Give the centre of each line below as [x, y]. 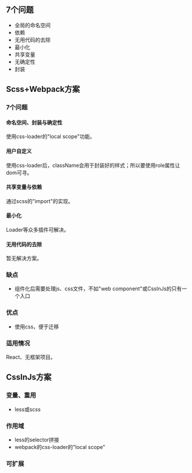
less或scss [27, 409]
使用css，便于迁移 [37, 327]
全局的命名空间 [32, 25]
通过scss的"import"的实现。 [40, 201]
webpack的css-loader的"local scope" [60, 447]
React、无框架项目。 [31, 357]
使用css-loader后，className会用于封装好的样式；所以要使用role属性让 [93, 165]
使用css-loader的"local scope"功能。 [50, 136]
